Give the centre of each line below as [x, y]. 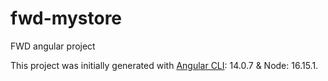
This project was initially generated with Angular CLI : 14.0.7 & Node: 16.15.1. [164, 65]
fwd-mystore [66, 18]
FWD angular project [53, 46]
